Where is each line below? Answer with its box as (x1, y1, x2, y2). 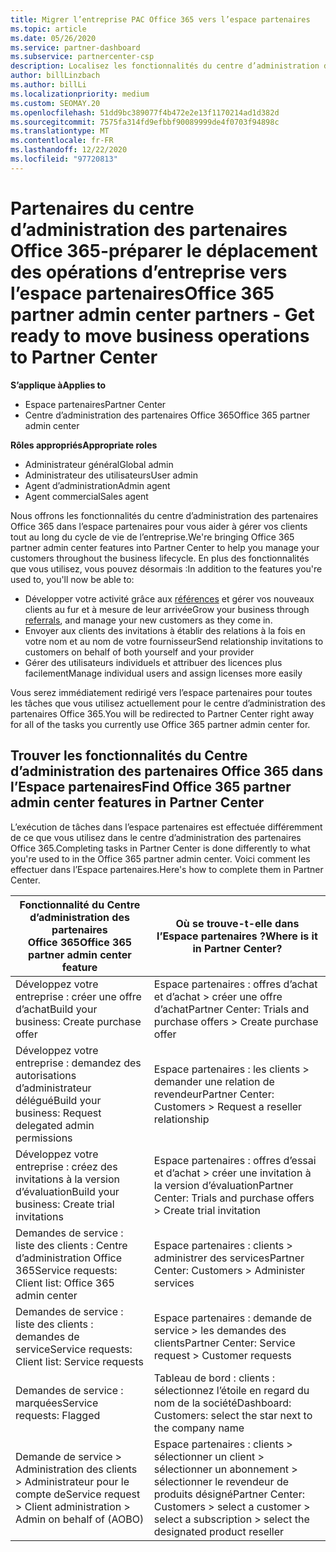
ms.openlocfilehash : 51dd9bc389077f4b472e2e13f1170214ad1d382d (10, 107, 280, 118)
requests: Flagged (15, 1408, 101, 1422)
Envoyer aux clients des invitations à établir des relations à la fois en (24, 624, 306, 636)
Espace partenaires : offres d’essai (153, 1153, 317, 1167)
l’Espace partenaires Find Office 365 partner (10, 779, 292, 796)
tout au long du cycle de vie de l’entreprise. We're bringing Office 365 (10, 531, 295, 543)
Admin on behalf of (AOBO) (15, 1512, 145, 1526)
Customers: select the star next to (153, 1408, 313, 1422)
